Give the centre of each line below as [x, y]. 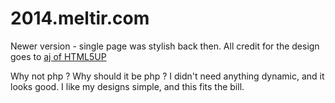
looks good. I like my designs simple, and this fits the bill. [127, 86]
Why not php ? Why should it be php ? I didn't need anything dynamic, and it [167, 76]
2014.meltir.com [80, 18]
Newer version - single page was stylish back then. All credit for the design [165, 46]
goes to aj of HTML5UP [58, 56]
